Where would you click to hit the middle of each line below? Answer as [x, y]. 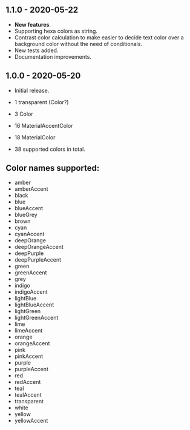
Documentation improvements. [53, 56]
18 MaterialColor [35, 137]
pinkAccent [29, 356]
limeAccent [28, 331]
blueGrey [26, 215]
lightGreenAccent [36, 318]
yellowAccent [31, 421]
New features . [33, 24]
